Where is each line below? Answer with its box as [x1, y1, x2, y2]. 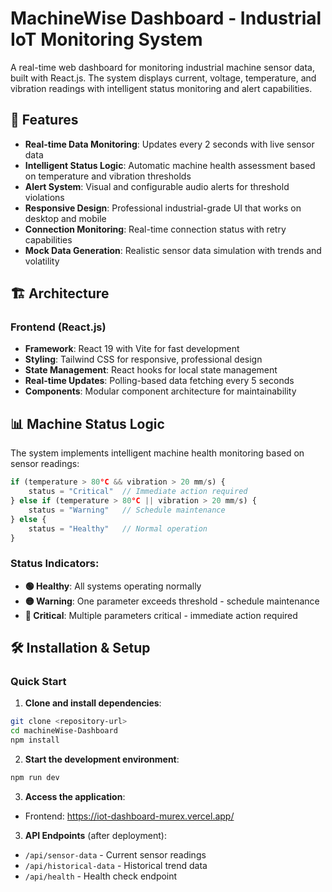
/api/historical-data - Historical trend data [24, 859, 208, 871]
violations [24, 191, 65, 203]
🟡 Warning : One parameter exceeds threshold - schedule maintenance [24, 595, 320, 607]
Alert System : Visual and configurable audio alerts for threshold [24, 180, 290, 192]
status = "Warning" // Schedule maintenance [28, 505, 226, 515]
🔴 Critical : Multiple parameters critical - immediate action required [24, 609, 298, 621]
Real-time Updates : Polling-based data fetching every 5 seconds [24, 375, 295, 387]
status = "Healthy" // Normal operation [28, 523, 208, 534]
